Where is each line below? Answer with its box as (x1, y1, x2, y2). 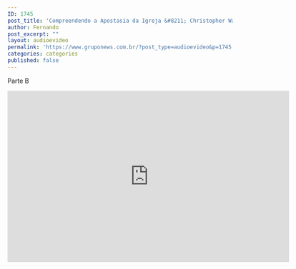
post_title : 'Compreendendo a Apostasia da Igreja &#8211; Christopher (7, 17, 225, 24)
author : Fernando (7, 24, 59, 31)
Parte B (7, 76, 29, 85)
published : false (7, 57, 59, 64)
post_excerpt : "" (7, 30, 59, 38)
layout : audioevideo (7, 37, 69, 44)
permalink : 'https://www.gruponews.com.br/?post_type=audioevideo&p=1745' (7, 44, 235, 51)
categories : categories (7, 51, 79, 58)
